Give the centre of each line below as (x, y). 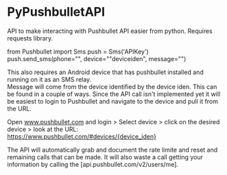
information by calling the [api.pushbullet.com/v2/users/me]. (93, 164)
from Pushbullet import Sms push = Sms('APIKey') (78, 51)
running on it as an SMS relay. (49, 79)
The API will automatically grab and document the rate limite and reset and (112, 150)
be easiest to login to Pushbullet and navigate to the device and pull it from (112, 101)
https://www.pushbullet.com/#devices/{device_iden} (82, 136)
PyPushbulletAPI (56, 12)
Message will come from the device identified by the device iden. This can (112, 86)
